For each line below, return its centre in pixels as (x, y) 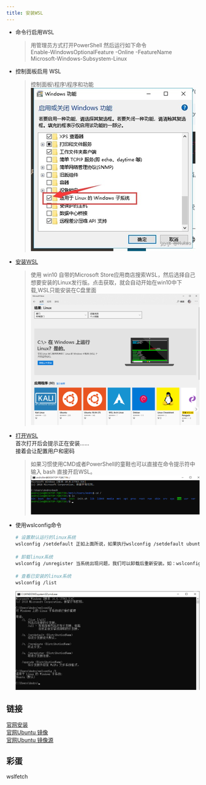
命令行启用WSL (35, 32)
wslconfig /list (36, 583)
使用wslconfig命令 (38, 525)
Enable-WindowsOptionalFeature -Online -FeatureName (101, 52)
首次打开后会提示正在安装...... (52, 443)
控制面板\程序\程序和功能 (62, 84)
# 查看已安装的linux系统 (43, 576)
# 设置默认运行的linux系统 (45, 537)
